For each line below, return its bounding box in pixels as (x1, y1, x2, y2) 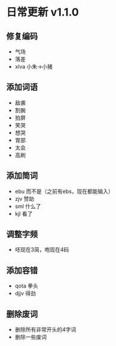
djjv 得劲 (14, 290, 36, 297)
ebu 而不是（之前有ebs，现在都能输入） (14, 188, 114, 195)
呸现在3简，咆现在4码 (14, 246, 69, 253)
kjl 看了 (14, 210, 33, 217)
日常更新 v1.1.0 (6, 5, 79, 19)
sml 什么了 (14, 203, 41, 210)
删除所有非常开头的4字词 (14, 326, 77, 333)
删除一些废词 (14, 333, 47, 341)
